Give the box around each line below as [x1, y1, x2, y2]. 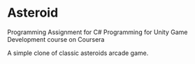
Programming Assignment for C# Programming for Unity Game [7, 28, 188, 36]
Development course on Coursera [7, 35, 105, 43]
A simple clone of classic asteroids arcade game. [7, 49, 149, 57]
